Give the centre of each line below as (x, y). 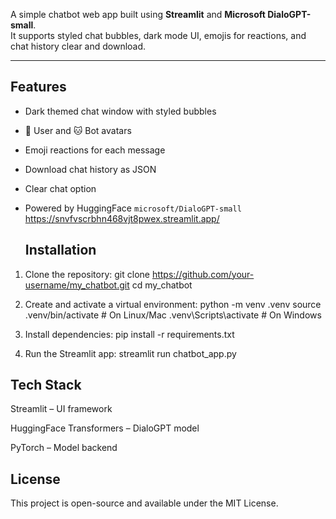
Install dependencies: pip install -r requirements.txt (129, 334)
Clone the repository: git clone (87, 274)
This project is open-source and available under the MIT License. (144, 503)
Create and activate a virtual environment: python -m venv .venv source (173, 304)
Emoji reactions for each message (95, 150)
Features (38, 87)
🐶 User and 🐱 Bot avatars (78, 130)
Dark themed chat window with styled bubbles (120, 111)
